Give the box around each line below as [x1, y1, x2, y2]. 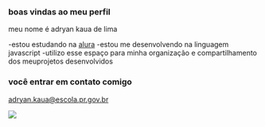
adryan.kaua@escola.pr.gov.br [8, 94, 109, 104]
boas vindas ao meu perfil [8, 6, 111, 17]
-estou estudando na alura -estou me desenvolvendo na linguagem [8, 40, 229, 49]
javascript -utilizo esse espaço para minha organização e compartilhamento [8, 48, 257, 58]
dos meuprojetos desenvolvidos [8, 56, 114, 66]
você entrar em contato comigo [8, 76, 133, 87]
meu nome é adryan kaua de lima [8, 25, 118, 34]
